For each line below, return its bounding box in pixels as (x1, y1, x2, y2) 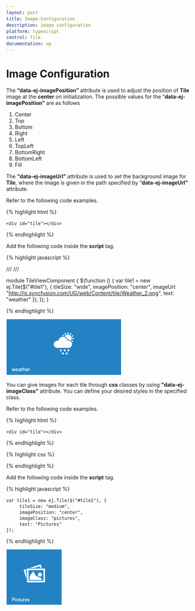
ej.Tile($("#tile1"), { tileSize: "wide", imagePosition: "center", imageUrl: (6, 283, 177, 290)
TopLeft (14, 142, 34, 149)
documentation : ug (6, 41, 51, 47)
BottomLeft (14, 155, 43, 162)
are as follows (46, 99, 80, 106)
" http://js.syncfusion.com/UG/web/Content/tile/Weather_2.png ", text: (6, 289, 174, 297)
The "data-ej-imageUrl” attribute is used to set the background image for (6, 173, 187, 180)
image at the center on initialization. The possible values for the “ (6, 93, 165, 100)
